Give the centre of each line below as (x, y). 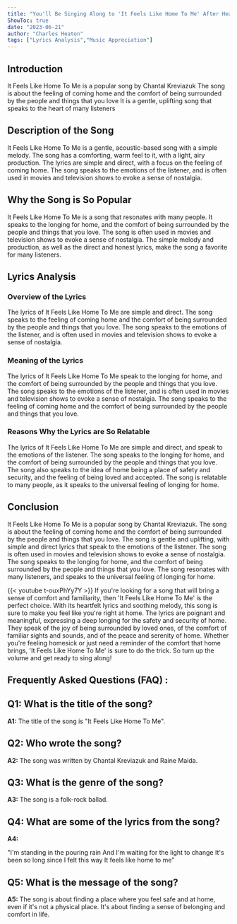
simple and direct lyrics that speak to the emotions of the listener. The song (117, 546)
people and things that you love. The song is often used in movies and (109, 232)
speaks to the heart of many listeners (61, 108)
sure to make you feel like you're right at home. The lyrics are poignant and (116, 613)
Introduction (35, 69)
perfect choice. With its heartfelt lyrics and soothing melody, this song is (113, 605)
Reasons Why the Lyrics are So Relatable (79, 432)
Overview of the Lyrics (47, 296)
